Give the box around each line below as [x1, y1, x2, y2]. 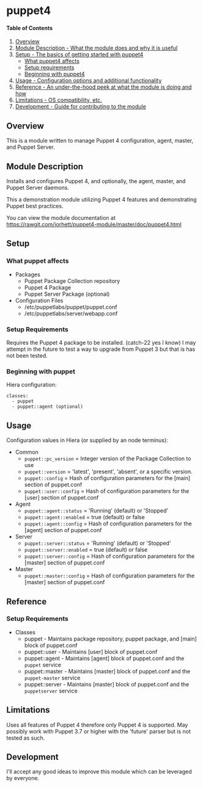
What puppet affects [6, 257, 69, 265]
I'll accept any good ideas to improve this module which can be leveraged [6, 768, 192, 775]
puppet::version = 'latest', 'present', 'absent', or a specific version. [24, 468, 193, 475]
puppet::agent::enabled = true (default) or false [24, 514, 145, 521]
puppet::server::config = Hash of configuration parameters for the [24, 552, 195, 560]
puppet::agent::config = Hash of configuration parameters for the [24, 520, 192, 527]
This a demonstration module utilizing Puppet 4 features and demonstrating [6, 196, 197, 203]
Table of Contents [6, 24, 53, 31]
